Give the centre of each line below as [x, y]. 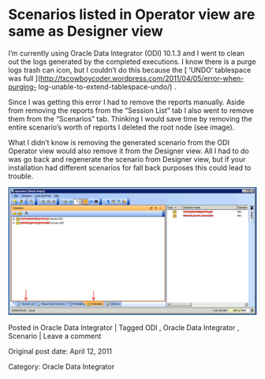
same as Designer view [86, 31]
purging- [22, 86]
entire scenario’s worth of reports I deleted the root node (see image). [121, 127]
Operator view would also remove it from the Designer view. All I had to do [129, 151]
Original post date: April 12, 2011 [60, 351]
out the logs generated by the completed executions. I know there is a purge [132, 62]
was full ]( [24, 78]
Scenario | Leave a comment [55, 336]
